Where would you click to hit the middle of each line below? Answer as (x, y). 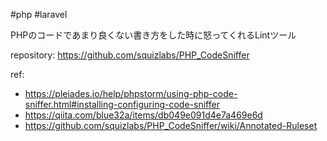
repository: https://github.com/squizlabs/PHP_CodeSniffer (130, 55)
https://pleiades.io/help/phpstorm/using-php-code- (131, 93)
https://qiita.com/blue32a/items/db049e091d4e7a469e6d (143, 115)
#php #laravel (39, 14)
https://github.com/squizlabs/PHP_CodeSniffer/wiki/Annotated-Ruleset (171, 125)
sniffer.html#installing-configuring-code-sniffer (122, 104)
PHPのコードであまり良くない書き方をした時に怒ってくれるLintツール (153, 35)
